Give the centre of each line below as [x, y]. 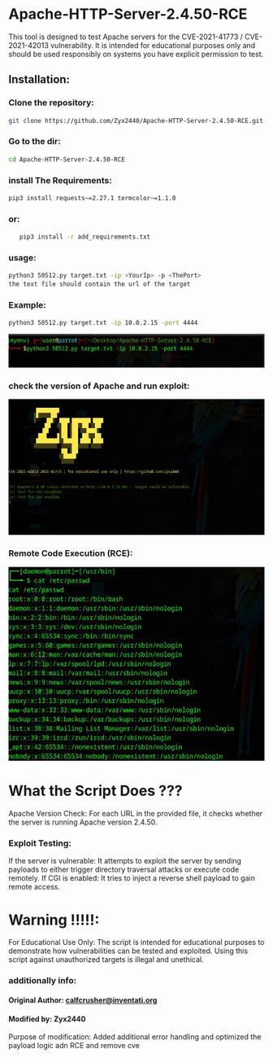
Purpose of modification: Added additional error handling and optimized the [135, 1037]
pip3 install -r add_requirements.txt [85, 237]
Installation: [39, 79]
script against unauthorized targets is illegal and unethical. [106, 960]
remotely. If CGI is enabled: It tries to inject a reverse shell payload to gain [132, 878]
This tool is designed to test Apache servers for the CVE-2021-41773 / [126, 37]
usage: [22, 257]
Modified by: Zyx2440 [48, 1019]
